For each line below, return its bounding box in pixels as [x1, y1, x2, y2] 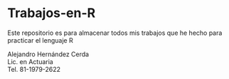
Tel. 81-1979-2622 [7, 65, 61, 73]
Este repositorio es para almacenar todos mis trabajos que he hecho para [7, 28, 223, 37]
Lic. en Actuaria [7, 57, 53, 65]
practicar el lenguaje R [7, 36, 73, 44]
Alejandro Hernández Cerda [7, 50, 90, 58]
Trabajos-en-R [7, 5, 96, 21]
